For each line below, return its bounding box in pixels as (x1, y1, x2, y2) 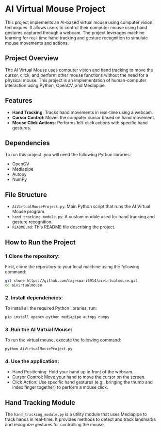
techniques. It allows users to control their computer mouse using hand (5, 24, 147, 30)
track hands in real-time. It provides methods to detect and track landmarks (5, 416, 156, 422)
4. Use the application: (5, 358, 60, 365)
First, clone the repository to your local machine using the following (5, 263, 140, 270)
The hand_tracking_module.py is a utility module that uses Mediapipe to (5, 411, 147, 417)
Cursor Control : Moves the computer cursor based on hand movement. (12, 114, 155, 120)
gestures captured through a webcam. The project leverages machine (5, 30, 145, 35)
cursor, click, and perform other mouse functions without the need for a (5, 72, 148, 78)
